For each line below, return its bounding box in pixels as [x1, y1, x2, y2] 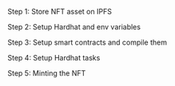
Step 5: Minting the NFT [7, 68, 86, 78]
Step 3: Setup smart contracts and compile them [7, 37, 167, 47]
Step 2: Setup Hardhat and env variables [7, 22, 141, 31]
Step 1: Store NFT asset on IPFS [7, 7, 113, 16]
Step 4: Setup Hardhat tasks [7, 53, 101, 62]
